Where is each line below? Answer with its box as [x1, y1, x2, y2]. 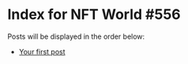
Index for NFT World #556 [7, 6, 181, 24]
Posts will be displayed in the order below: [7, 32, 145, 41]
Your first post [18, 47, 66, 56]
